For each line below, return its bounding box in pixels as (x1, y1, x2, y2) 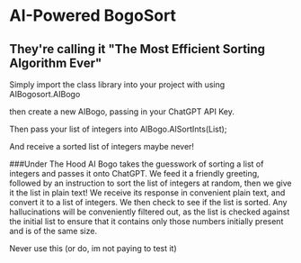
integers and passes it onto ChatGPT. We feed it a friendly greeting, (9, 168, 260, 178)
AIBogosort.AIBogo (9, 89, 81, 99)
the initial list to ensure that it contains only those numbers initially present (9, 216, 284, 226)
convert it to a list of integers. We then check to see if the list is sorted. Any (9, 197, 288, 207)
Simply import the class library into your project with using (9, 79, 226, 90)
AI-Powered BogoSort (9, 5, 177, 26)
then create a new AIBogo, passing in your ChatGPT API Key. (9, 106, 235, 117)
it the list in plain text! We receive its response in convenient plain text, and (9, 187, 286, 198)
